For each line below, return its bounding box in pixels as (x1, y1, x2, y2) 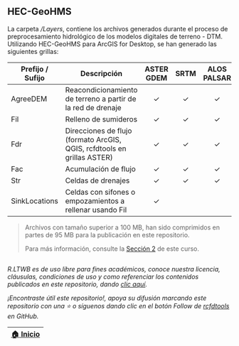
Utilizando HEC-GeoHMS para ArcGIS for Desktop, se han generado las (7, 39, 217, 48)
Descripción (80, 68, 123, 78)
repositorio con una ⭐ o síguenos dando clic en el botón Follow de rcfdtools (7, 302, 230, 310)
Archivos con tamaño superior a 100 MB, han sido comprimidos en (24, 223, 221, 232)
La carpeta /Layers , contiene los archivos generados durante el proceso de (7, 24, 228, 33)
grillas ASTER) (65, 152, 113, 162)
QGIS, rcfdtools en (65, 144, 127, 153)
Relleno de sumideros (65, 114, 137, 124)
